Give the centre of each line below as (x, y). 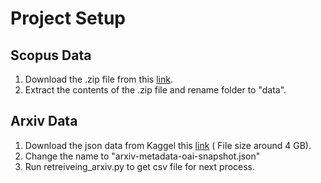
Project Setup (68, 18)
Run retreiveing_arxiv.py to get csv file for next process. (140, 166)
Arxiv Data (44, 121)
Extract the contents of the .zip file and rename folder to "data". (155, 90)
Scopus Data (51, 55)
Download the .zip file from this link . (98, 79)
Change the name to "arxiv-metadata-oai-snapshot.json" (142, 156)
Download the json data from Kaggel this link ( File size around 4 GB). (168, 145)
